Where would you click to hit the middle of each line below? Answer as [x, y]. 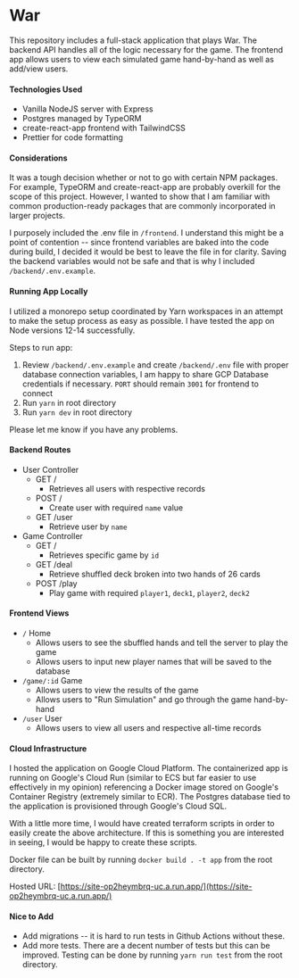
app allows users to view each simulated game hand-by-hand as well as [142, 59]
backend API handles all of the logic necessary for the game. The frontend [146, 49]
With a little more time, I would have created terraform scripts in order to [142, 824]
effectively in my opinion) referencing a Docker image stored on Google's [144, 787]
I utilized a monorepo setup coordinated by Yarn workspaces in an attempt [146, 311]
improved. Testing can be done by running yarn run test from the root [152, 955]
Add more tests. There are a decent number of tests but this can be [146, 946]
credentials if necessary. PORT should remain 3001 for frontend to [140, 384]
